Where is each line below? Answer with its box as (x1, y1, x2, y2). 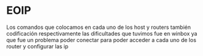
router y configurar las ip (6, 43, 69, 50)
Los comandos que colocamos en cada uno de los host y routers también (6, 23, 191, 31)
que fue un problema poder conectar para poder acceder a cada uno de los (6, 36, 197, 43)
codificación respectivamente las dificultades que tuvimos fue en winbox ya (6, 30, 198, 37)
